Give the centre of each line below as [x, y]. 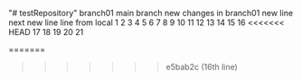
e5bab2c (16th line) [202, 67]
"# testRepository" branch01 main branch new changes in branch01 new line [151, 13]
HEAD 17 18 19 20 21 [46, 32]
